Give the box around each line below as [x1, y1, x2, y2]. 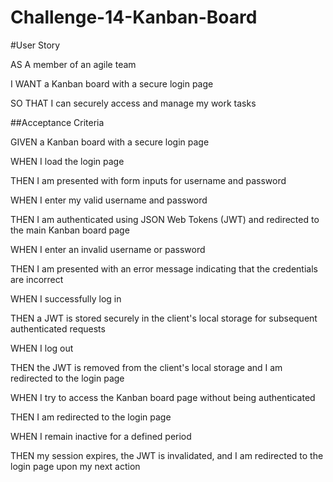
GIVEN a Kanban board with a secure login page [10, 136, 210, 148]
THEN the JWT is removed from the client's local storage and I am [10, 361, 283, 373]
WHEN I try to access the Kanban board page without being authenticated [10, 391, 316, 403]
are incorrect [10, 273, 64, 285]
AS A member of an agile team [10, 58, 137, 70]
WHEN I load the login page [10, 155, 125, 167]
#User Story [10, 39, 61, 51]
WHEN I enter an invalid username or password [10, 243, 206, 255]
